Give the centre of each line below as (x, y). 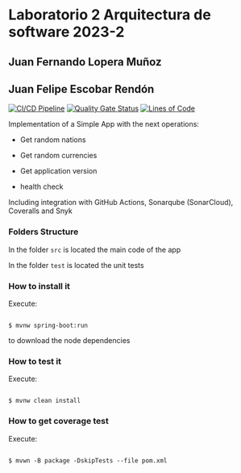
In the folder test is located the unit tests (76, 265)
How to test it (35, 361)
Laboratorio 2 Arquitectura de (110, 15)
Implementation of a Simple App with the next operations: (104, 124)
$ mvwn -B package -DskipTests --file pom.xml (88, 460)
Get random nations (53, 140)
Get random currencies (58, 156)
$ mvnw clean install (45, 401)
